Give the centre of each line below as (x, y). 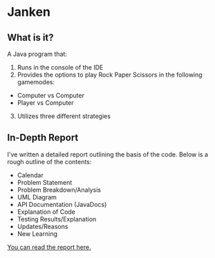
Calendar (30, 175)
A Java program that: (37, 54)
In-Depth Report (43, 138)
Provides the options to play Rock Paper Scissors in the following (110, 75)
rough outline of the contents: (49, 161)
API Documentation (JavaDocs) (62, 204)
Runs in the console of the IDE (60, 67)
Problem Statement (45, 182)
